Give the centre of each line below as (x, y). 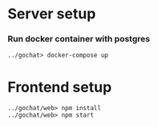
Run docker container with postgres (79, 39)
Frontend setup (60, 87)
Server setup (52, 14)
